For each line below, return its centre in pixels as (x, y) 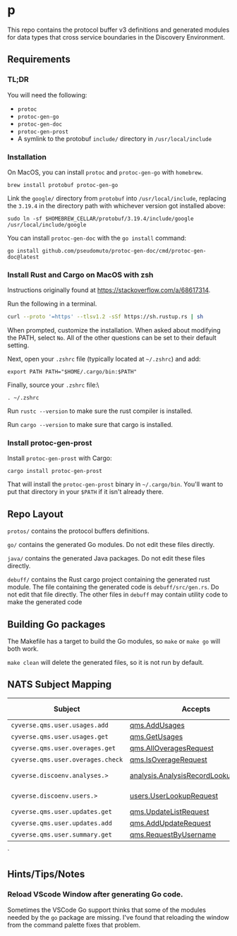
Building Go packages (56, 624)
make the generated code (45, 602)
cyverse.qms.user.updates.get (62, 811)
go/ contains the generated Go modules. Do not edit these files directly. (111, 545)
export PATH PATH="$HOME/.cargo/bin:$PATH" (72, 372)
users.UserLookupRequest (174, 796)
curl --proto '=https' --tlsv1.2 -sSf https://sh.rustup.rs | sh (105, 317)
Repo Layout (35, 514)
